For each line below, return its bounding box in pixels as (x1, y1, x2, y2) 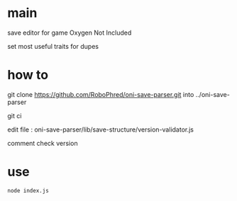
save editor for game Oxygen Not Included (7, 28, 132, 37)
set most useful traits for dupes (7, 42, 99, 50)
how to (7, 67, 48, 83)
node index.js (7, 187, 50, 194)
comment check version (7, 139, 78, 147)
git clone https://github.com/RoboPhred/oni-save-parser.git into (7, 90, 194, 98)
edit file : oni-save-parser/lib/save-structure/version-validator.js (7, 125, 194, 134)
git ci (7, 111, 22, 120)
